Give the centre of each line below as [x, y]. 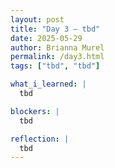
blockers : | [35, 111]
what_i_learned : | [48, 84]
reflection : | [40, 139]
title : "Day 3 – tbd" [55, 29]
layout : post [37, 19]
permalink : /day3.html [57, 57]
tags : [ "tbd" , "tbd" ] [55, 66]
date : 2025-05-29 [46, 38]
